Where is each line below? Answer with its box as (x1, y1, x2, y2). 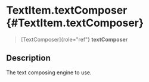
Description (6, 53, 51, 63)
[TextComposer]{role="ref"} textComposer (20, 36, 128, 43)
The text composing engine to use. (6, 69, 92, 76)
